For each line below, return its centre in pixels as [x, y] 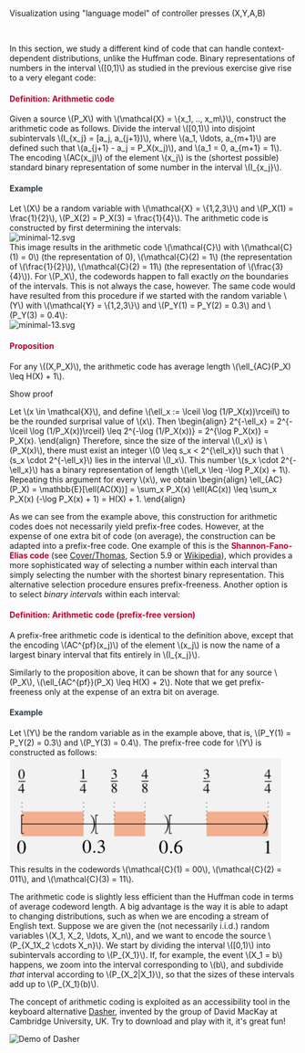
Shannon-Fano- [262, 545]
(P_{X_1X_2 [30, 945]
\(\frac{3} [265, 267]
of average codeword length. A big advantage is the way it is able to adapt [149, 907]
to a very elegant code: [53, 78]
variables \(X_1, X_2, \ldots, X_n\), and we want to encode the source [138, 936]
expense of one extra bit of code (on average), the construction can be [142, 536]
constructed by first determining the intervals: [96, 228]
